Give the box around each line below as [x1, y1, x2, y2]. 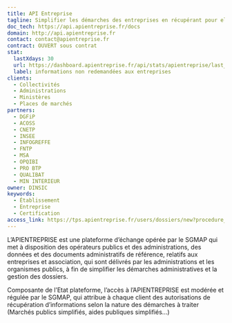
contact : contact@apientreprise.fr [7, 36, 110, 43]
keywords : [7, 191, 36, 198]
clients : [7, 74, 32, 82]
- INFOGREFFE [13, 139, 51, 146]
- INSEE [13, 132, 36, 139]
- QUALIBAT [13, 171, 45, 178]
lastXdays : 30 [13, 55, 54, 62]
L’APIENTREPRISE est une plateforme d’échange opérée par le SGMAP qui [7, 235, 218, 243]
